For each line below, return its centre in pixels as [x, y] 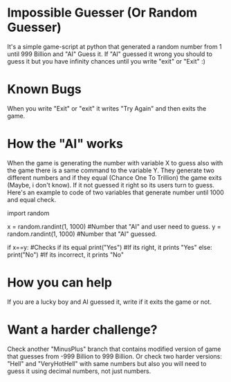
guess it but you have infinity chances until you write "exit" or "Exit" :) [107, 61]
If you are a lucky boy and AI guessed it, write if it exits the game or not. [110, 302]
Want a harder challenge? [82, 329]
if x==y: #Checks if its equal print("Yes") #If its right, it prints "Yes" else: [110, 247]
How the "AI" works [65, 144]
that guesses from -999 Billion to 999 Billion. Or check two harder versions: [115, 356]
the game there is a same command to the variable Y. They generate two [111, 170]
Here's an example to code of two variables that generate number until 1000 [116, 192]
